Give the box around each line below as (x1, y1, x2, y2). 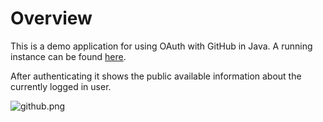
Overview (10, 7, 93, 30)
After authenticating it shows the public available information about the (10, 70, 302, 82)
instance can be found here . (10, 50, 127, 62)
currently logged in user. (10, 80, 112, 92)
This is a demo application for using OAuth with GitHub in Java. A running (10, 40, 313, 52)
